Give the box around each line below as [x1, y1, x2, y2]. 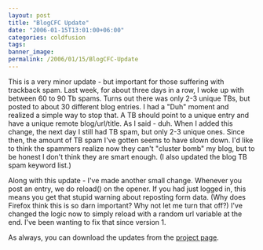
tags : [8, 41, 26, 49]
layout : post [8, 11, 51, 20]
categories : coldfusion [8, 33, 86, 42]
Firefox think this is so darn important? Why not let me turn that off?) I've [8, 200, 243, 210]
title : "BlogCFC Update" [8, 19, 89, 27]
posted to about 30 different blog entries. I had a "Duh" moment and [8, 101, 229, 111]
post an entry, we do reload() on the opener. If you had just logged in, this [8, 184, 247, 193]
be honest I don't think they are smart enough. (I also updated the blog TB [8, 152, 247, 161]
